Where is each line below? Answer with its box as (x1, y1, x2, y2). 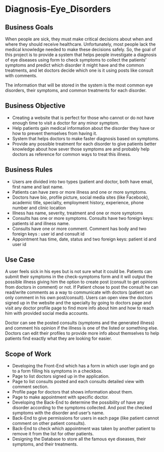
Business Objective (5, 102, 66, 110)
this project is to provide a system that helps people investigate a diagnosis (5, 52, 157, 58)
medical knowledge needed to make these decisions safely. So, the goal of (5, 47, 156, 52)
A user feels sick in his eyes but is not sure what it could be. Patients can (5, 269, 152, 274)
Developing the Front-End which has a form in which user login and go (12, 363, 155, 369)
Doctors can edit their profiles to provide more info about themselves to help (5, 331, 160, 336)
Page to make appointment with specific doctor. (12, 394, 109, 400)
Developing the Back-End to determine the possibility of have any (12, 399, 144, 405)
